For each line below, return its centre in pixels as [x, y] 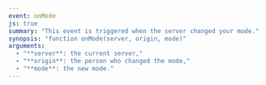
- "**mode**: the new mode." [65, 69]
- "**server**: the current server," [79, 53]
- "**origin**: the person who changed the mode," [103, 62]
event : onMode [32, 16]
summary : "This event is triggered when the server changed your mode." [134, 31]
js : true [23, 23]
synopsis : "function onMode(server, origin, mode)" [97, 38]
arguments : [27, 46]
